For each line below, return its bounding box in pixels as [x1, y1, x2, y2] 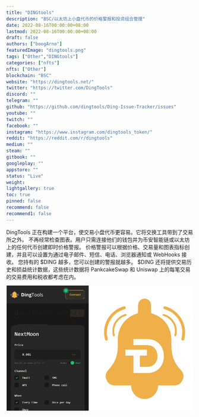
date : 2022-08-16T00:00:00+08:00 [6, 22, 89, 28]
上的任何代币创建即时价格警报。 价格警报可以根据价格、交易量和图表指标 [6, 243, 185, 250]
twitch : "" [6, 116, 33, 122]
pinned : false [6, 198, 42, 204]
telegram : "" [6, 98, 39, 104]
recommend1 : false [6, 210, 52, 217]
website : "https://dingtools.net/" [6, 79, 94, 85]
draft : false [6, 35, 39, 41]
